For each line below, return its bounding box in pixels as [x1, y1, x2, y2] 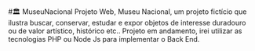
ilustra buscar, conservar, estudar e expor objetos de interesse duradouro [8, 19, 246, 27]
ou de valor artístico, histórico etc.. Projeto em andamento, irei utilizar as [8, 26, 242, 36]
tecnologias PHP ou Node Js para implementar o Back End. [8, 35, 200, 43]
